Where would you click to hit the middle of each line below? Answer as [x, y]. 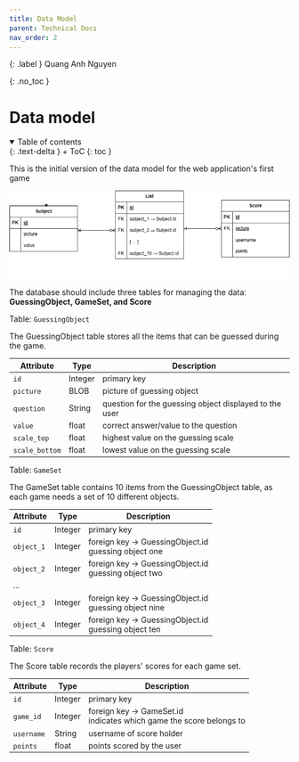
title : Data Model [43, 19]
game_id [27, 717]
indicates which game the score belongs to [167, 721]
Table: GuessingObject [50, 319]
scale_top [31, 438]
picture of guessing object [150, 391]
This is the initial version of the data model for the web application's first [141, 168]
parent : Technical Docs [53, 28]
